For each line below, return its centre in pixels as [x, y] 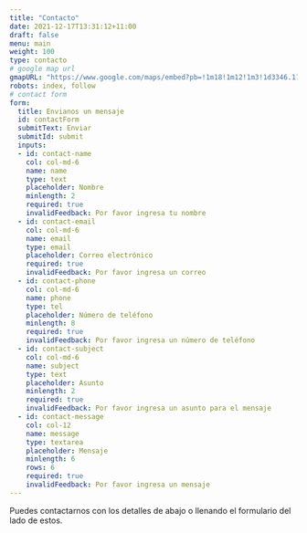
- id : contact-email [57, 221]
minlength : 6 [51, 459]
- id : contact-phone [57, 281]
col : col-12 [48, 425]
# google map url [42, 69]
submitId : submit [51, 137]
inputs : [32, 145]
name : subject [53, 366]
